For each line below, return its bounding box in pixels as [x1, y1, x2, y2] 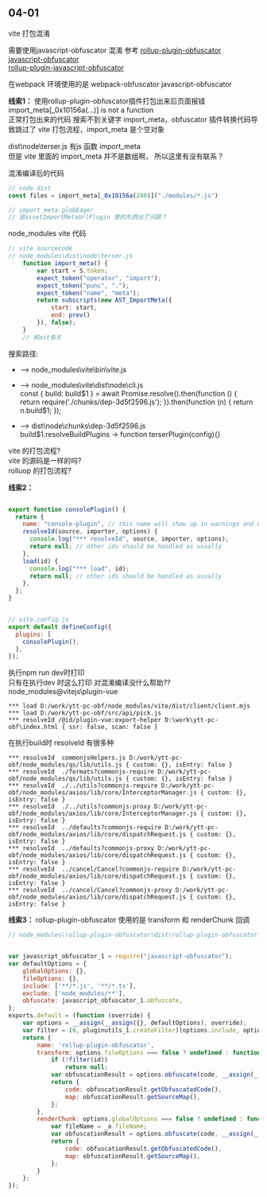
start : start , [50, 304, 98, 312]
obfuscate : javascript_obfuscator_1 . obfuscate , [22, 996, 183, 1005]
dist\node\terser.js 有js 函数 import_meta [8, 141, 141, 150]
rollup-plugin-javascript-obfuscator [8, 63, 125, 72]
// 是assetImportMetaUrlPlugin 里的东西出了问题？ [8, 213, 168, 221]
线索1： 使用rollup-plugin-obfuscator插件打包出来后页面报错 [8, 96, 206, 106]
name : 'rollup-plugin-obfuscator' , [37, 1041, 155, 1049]
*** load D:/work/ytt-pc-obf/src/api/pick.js [8, 709, 161, 717]
